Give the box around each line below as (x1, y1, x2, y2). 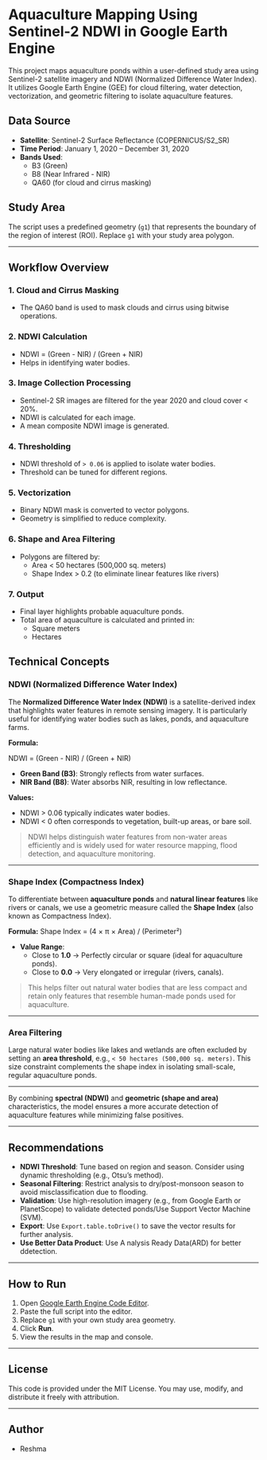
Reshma (19, 1443, 47, 1454)
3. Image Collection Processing (8, 377, 131, 388)
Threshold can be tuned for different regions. (19, 467, 168, 477)
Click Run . (19, 1323, 54, 1333)
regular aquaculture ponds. (8, 1071, 98, 1080)
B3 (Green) (31, 161, 68, 170)
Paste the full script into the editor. (19, 1306, 133, 1316)
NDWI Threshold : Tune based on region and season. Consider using (19, 1162, 245, 1172)
